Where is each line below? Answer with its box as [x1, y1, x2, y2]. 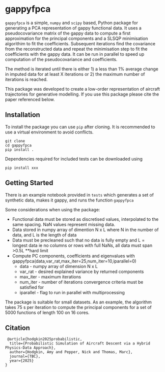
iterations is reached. [5, 76, 48, 82]
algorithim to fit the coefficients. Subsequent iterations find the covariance [5, 40, 156, 46]
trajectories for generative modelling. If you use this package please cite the [5, 91, 159, 97]
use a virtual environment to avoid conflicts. [5, 129, 94, 135]
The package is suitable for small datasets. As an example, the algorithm [5, 299, 152, 305]
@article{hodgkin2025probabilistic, [7, 337, 82, 342]
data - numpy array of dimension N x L [19, 263, 98, 269]
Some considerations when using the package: [5, 206, 100, 212]
